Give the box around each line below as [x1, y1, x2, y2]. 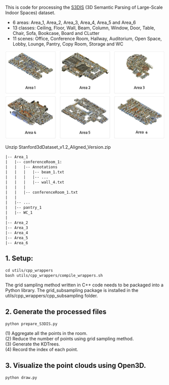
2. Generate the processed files [5, 307, 107, 316]
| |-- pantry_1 [5, 205, 42, 210]
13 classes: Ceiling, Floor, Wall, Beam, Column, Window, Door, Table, [12, 25, 155, 31]
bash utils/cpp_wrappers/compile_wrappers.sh [5, 273, 103, 278]
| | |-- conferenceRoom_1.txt [5, 190, 78, 195]
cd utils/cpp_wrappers [5, 268, 53, 273]
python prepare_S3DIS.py [5, 321, 58, 327]
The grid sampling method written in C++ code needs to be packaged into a [5, 282, 163, 288]
